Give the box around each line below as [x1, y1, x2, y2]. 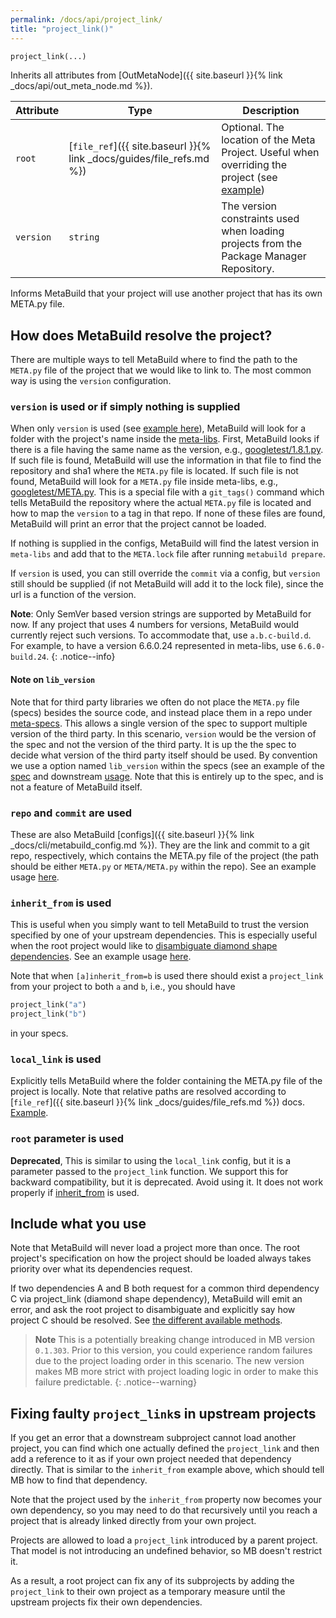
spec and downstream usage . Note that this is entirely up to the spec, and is [10, 770, 324, 782]
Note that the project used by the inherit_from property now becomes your [10, 1494, 323, 1506]
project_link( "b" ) [10, 1009, 87, 1020]
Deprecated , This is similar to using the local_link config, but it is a [10, 1154, 292, 1166]
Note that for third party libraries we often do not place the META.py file [10, 696, 300, 708]
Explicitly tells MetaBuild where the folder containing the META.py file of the [10, 1075, 323, 1087]
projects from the [221, 237, 303, 251]
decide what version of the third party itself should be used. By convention [10, 749, 318, 761]
